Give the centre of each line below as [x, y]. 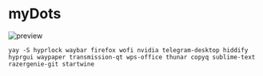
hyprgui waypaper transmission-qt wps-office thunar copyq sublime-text [132, 57]
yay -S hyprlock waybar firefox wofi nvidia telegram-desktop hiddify [128, 50]
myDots [35, 14]
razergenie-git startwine [51, 64]
